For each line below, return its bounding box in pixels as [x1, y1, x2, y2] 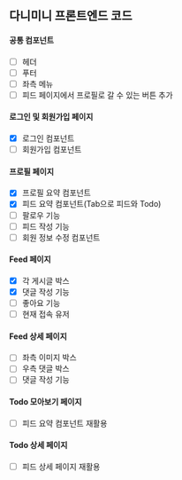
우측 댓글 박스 [21, 363, 70, 374]
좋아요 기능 [21, 298, 61, 309]
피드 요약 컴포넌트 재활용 [21, 418, 108, 429]
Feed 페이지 [9, 254, 51, 264]
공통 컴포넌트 [9, 35, 55, 45]
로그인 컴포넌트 [21, 133, 75, 144]
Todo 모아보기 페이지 [9, 397, 82, 407]
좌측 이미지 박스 [21, 352, 77, 363]
